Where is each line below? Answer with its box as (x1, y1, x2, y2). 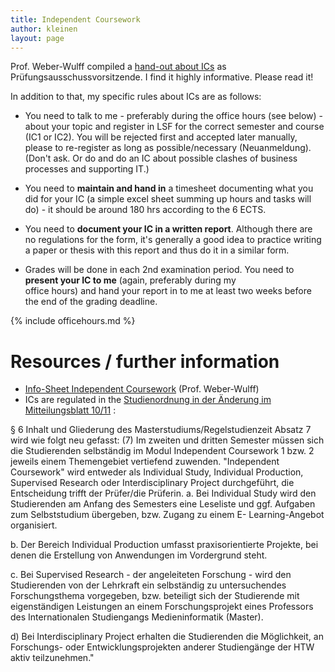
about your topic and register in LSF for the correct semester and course (24, 121, 325, 133)
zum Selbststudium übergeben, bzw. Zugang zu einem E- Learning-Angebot (10, 509, 325, 521)
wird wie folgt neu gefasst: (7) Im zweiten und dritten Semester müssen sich (10, 434, 325, 446)
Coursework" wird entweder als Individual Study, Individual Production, (10, 466, 304, 478)
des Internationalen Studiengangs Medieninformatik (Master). (10, 611, 264, 623)
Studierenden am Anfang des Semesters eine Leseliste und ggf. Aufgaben (10, 498, 316, 510)
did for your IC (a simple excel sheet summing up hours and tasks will (24, 193, 312, 205)
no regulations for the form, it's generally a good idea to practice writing (24, 234, 322, 246)
